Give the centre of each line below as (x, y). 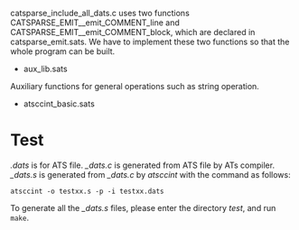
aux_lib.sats (45, 69)
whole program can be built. (63, 51)
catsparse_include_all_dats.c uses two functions (100, 13)
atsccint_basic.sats (59, 104)
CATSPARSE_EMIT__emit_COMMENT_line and (95, 23)
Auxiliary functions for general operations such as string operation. (135, 86)
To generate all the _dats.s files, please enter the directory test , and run (143, 207)
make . (20, 217)
